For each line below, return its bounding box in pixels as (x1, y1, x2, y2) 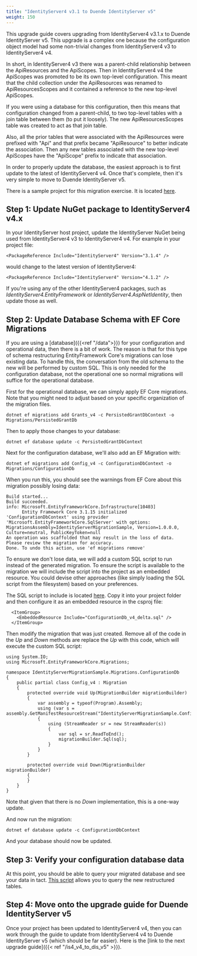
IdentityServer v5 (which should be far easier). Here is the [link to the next (6, 937, 185, 944)
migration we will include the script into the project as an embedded (6, 568, 170, 575)
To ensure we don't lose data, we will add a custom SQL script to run (6, 555, 172, 562)
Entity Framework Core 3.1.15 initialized (21, 509, 127, 515)
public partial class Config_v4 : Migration (16, 680, 127, 686)
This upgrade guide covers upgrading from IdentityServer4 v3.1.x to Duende (6, 30, 191, 37)
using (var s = (37, 705, 75, 712)
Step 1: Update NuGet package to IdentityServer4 (6, 204, 191, 214)
